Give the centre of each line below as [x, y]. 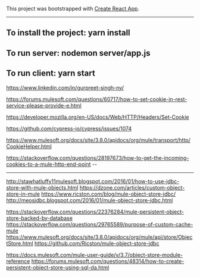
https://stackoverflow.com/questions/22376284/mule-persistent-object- [95, 212]
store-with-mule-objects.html [42, 187]
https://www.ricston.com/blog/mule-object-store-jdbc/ [109, 194]
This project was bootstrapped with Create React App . [73, 9]
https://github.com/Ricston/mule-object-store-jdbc [97, 243]
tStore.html [20, 243]
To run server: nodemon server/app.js [78, 53]
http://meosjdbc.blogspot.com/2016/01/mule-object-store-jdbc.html [90, 200]
